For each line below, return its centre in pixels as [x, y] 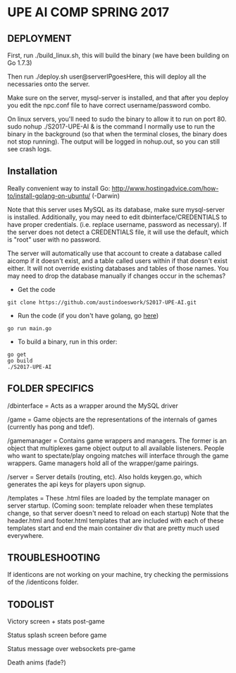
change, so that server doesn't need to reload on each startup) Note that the [118, 513]
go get [17, 354]
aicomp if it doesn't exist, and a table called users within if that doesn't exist [117, 261]
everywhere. [26, 535]
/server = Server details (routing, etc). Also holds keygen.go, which [105, 476]
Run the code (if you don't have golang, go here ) [88, 315]
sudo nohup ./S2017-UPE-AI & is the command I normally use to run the [111, 127]
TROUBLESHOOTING [54, 558]
